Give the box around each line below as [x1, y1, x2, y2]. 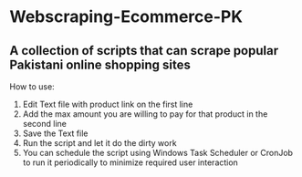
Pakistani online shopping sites [9, 57, 192, 72]
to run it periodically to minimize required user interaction [22, 157, 239, 168]
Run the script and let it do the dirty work [22, 138, 177, 148]
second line [22, 119, 67, 129]
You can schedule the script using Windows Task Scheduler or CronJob [22, 148, 294, 158]
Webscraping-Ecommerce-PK [9, 6, 244, 27]
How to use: [9, 81, 55, 92]
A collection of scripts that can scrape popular [9, 43, 279, 58]
